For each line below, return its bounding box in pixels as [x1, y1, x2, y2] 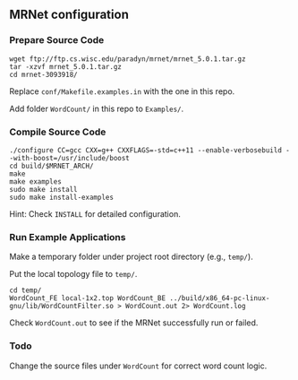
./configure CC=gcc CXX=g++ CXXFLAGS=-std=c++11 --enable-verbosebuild [9, 145, 282, 155]
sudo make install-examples [9, 193, 115, 202]
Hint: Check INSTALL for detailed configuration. [9, 208, 181, 219]
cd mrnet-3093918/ [9, 70, 78, 79]
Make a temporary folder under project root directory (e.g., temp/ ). [9, 251, 253, 263]
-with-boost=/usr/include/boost [9, 153, 130, 162]
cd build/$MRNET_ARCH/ [9, 161, 94, 170]
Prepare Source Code [9, 34, 105, 47]
